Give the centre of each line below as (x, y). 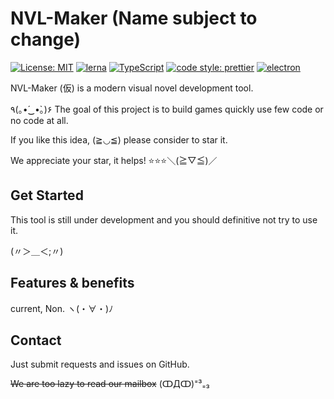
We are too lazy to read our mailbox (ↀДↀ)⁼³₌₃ (110, 384)
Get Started (47, 195)
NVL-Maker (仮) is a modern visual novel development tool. (132, 88)
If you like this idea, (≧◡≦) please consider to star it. (119, 139)
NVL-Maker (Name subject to (134, 18)
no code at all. (39, 120)
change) (46, 39)
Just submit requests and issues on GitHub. (100, 364)
